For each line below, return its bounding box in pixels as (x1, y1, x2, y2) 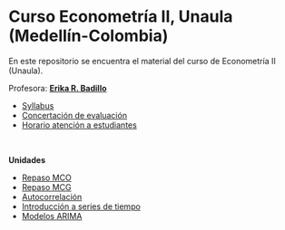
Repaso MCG (21, 181, 72, 192)
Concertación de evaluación (21, 110, 128, 120)
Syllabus (21, 100, 54, 110)
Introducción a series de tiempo (21, 201, 142, 212)
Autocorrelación (21, 191, 83, 202)
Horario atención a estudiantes (21, 120, 137, 130)
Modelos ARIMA (21, 210, 83, 221)
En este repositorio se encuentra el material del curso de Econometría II (8, 55, 276, 66)
